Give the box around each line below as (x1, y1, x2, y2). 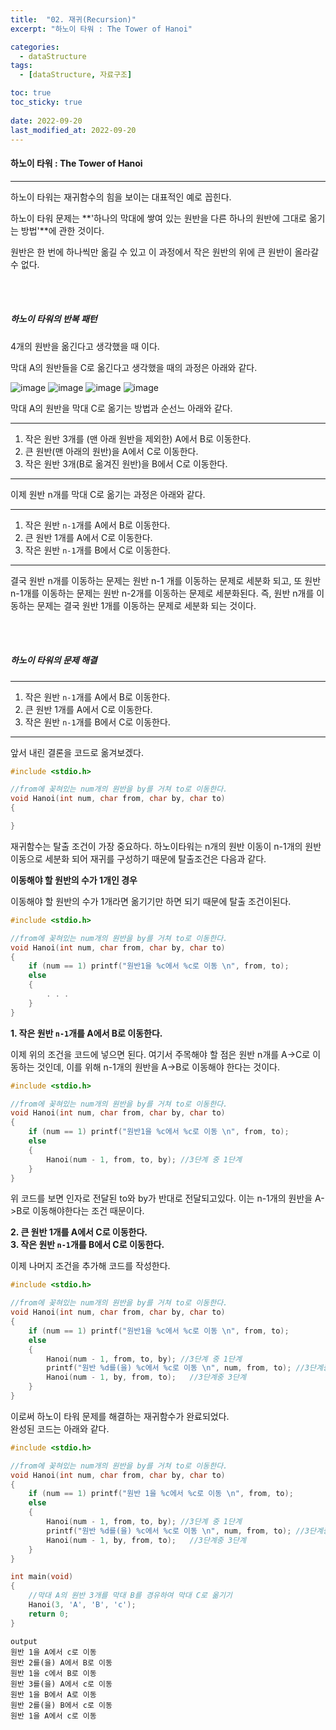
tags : (10, 61, 33, 71)
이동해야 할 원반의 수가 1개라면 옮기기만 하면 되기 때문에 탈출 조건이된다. (10, 895, 292, 907)
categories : (10, 42, 60, 52)
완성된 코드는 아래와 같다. (10, 1422, 110, 1435)
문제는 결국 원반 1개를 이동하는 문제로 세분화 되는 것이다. (36, 599, 257, 611)
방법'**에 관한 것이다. (20, 224, 105, 236)
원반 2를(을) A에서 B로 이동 (10, 1657, 113, 1668)
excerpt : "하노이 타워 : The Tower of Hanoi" (10, 24, 193, 34)
